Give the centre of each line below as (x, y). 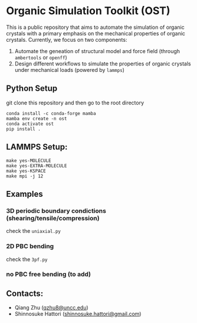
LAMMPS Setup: (37, 147)
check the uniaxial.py (33, 231)
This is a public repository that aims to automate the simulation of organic (95, 27)
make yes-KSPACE (26, 171)
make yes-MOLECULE (29, 160)
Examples (24, 194)
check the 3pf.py (27, 259)
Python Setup (32, 89)
